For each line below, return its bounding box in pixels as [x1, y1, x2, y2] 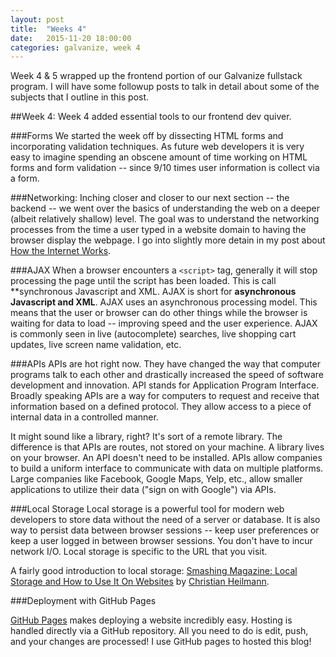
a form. [10, 172, 40, 185]
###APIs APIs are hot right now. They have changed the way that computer [10, 358, 321, 370]
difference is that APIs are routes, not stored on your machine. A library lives [10, 441, 325, 453]
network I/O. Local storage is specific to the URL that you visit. [10, 546, 268, 558]
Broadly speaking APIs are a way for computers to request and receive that [10, 390, 320, 402]
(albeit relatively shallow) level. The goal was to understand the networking [10, 213, 320, 225]
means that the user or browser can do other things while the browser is [10, 307, 308, 319]
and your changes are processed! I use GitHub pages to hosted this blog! [10, 636, 312, 648]
